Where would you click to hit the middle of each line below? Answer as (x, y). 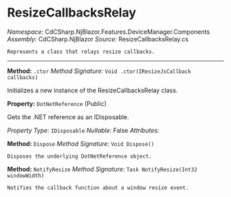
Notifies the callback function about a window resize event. (98, 187)
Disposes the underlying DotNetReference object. (80, 156)
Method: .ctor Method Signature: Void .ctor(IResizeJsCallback (99, 71)
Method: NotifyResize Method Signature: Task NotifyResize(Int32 (102, 169)
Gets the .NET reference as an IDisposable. (68, 117)
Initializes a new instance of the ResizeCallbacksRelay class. (92, 90)
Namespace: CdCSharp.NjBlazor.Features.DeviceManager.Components (109, 32)
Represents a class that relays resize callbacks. (81, 52)
